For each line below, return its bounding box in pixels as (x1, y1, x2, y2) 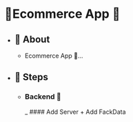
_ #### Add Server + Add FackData (24, 108, 126, 116)
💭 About (14, 34, 50, 45)
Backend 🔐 (24, 92, 61, 101)
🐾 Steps (14, 71, 49, 83)
